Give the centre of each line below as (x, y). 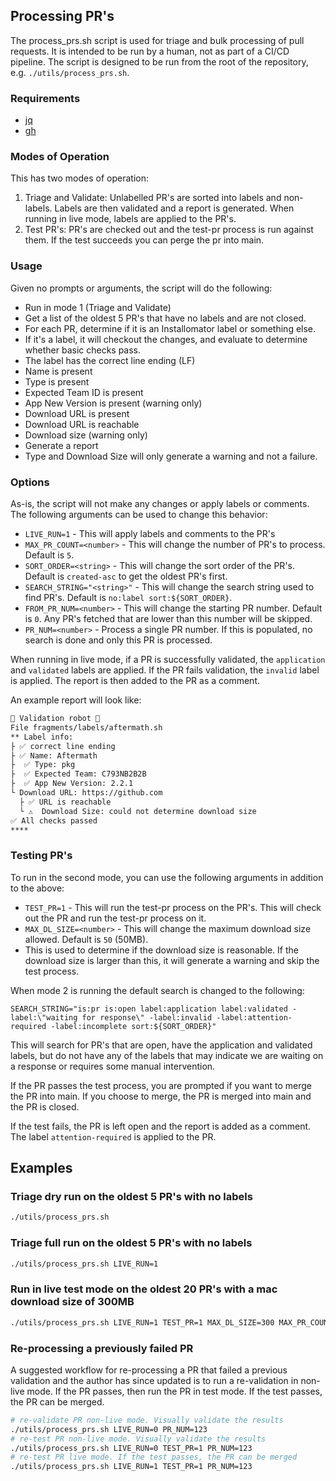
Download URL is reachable (82, 424)
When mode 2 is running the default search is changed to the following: (157, 990)
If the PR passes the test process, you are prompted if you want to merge (161, 1085)
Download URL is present (77, 413)
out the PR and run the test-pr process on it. (115, 918)
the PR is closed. (45, 1106)
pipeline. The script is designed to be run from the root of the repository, (159, 61)
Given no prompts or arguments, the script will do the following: (141, 288)
